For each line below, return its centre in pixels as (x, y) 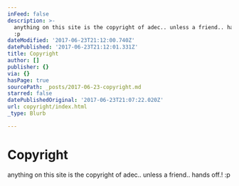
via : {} (19, 73)
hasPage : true (28, 80)
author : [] (23, 61)
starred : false (30, 93)
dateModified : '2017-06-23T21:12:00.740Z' (71, 41)
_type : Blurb (27, 113)
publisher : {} (28, 67)
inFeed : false (28, 14)
